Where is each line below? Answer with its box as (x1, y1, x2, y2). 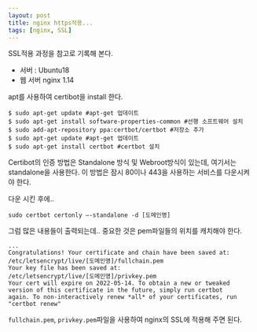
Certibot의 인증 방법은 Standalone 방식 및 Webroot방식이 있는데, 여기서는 (8, 158, 237, 167)
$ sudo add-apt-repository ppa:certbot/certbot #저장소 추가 (8, 126, 204, 134)
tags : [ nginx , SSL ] (8, 26, 72, 34)
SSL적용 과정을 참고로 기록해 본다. (8, 49, 114, 58)
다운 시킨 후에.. (8, 194, 55, 203)
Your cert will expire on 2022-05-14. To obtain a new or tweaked (8, 279, 230, 288)
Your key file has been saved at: (8, 264, 122, 272)
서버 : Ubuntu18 (19, 65, 70, 75)
